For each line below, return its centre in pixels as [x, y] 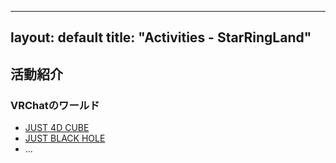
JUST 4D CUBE [57, 128]
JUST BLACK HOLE [65, 138]
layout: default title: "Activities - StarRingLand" [161, 37]
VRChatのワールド [55, 105]
